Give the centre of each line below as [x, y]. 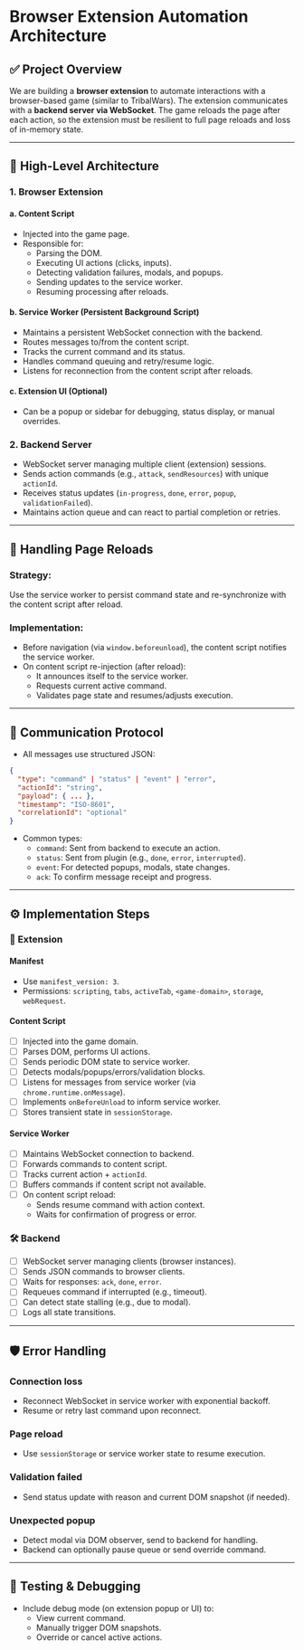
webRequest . [44, 1000]
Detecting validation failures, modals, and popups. [129, 272]
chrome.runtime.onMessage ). [74, 1093]
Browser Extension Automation [129, 17]
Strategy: [30, 574]
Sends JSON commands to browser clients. [104, 1272]
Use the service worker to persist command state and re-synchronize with [148, 594]
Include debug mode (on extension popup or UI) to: [118, 1608]
